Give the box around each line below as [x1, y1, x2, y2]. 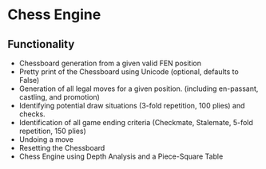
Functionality [7, 37, 75, 51]
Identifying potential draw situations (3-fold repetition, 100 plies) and [18, 101, 245, 110]
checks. [18, 109, 46, 119]
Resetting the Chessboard [18, 143, 105, 152]
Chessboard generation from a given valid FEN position [18, 58, 201, 68]
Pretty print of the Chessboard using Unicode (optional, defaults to [18, 67, 239, 77]
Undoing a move [18, 135, 73, 144]
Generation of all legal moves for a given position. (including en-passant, [18, 84, 259, 93]
